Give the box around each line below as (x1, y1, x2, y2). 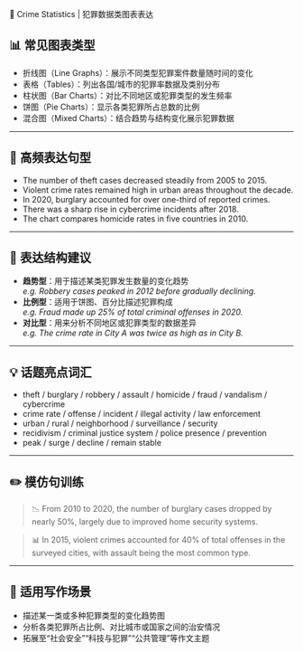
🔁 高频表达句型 (9, 150, 92, 165)
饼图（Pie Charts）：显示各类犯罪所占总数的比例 (22, 101, 200, 112)
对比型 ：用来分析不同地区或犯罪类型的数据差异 (22, 317, 197, 328)
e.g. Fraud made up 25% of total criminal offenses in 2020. (22, 307, 243, 317)
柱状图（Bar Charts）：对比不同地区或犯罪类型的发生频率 (22, 90, 233, 100)
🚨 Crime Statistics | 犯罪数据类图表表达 (9, 9, 154, 19)
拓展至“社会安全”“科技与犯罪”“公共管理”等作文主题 (22, 632, 210, 643)
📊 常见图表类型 (9, 38, 96, 53)
